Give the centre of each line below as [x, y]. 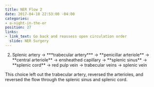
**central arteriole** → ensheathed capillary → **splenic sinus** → [79, 60]
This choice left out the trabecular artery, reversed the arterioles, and [74, 74]
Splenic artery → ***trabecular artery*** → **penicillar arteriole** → [81, 55]
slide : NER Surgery [29, 41]
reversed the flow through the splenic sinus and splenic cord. [66, 79]
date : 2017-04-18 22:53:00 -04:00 [40, 14]
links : [12, 32]
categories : [17, 18]
